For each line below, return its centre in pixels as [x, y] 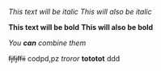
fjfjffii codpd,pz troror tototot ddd [64, 58]
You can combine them [47, 43]
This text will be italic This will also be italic [80, 12]
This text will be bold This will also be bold [81, 27]
